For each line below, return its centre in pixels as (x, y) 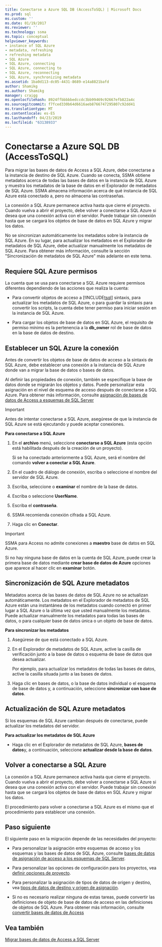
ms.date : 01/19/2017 (26, 23)
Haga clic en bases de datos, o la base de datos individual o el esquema (84, 683)
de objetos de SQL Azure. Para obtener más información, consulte (78, 907)
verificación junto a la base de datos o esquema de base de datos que (82, 654)
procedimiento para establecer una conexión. (50, 812)
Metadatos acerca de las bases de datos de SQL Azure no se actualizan (77, 595)
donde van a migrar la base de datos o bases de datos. (60, 370)
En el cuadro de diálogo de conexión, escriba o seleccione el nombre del (84, 472)
